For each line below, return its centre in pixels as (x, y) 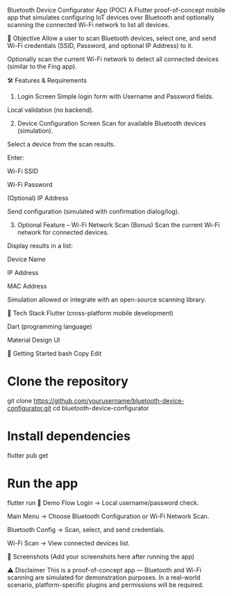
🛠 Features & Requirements (47, 80)
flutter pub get (28, 455)
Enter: (16, 158)
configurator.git (30, 408)
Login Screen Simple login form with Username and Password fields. (115, 96)
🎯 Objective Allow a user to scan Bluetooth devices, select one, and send (112, 38)
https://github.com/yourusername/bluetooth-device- (109, 400)
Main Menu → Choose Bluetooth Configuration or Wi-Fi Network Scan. (108, 516)
